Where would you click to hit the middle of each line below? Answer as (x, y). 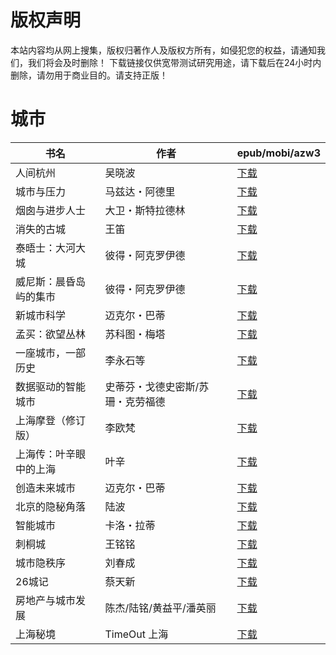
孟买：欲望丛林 (51, 334)
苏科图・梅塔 (135, 334)
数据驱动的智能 (51, 386)
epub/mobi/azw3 (278, 153)
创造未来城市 (46, 488)
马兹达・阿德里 (140, 191)
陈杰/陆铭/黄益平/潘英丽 (160, 608)
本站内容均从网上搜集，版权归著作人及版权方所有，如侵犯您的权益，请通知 (163, 50)
